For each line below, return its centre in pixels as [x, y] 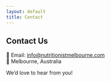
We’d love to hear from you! [39, 73]
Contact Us [27, 41]
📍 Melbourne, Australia [34, 61]
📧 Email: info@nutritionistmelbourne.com [55, 55]
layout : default [26, 12]
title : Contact [25, 17]
